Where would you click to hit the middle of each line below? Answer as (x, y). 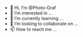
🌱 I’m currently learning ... (37, 18)
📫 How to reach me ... (33, 29)
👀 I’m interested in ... (31, 13)
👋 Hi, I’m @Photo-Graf (33, 8)
